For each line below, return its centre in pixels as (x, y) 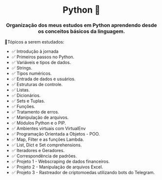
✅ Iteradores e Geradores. (38, 151)
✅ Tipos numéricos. (31, 73)
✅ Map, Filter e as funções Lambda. (48, 139)
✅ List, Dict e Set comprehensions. (47, 145)
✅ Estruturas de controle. (37, 85)
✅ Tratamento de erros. (35, 112)
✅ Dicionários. (26, 95)
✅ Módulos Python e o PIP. (39, 123)
